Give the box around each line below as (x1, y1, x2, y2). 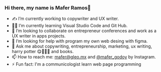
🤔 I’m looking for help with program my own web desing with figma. (11, 38, 148, 44)
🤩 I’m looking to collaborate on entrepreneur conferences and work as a (11, 28, 157, 34)
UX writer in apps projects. (11, 33, 66, 39)
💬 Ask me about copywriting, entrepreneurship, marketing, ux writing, (11, 43, 152, 49)
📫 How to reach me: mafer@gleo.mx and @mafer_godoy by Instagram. (11, 54, 156, 60)
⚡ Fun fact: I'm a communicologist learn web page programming (11, 61, 141, 67)
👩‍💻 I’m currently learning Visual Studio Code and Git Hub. (11, 23, 128, 29)
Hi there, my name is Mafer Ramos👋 (4, 4, 91, 11)
